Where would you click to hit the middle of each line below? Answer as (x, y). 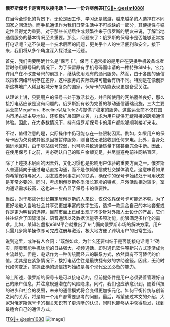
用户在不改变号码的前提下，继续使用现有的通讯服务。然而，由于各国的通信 (87, 74)
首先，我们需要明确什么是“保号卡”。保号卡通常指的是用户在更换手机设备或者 (85, 61)
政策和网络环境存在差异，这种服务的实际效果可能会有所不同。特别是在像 (80, 80)
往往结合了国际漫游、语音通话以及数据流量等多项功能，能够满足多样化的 (80, 218)
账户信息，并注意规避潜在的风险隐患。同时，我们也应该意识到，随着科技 (89, 284)
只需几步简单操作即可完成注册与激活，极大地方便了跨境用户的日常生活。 (80, 231)
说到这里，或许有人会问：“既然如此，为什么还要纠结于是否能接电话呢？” (80, 241)
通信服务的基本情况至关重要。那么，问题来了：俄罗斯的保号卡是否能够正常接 (85, 38)
